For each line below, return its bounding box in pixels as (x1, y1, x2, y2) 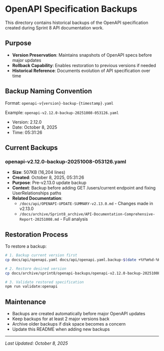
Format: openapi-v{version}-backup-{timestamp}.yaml (5, 100, 114, 106)
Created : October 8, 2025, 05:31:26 (12, 175, 84, 181)
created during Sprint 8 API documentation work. (5, 24, 104, 30)
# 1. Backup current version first (5, 253, 78, 258)
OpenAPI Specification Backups (5, 3, 138, 15)
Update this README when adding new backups (12, 327, 110, 332)
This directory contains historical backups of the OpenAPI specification (5, 20, 149, 25)
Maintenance (5, 298, 46, 306)
